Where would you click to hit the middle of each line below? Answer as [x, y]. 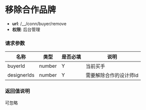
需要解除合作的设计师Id [112, 76]
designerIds [21, 75]
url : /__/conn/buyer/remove [39, 24]
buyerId [16, 66]
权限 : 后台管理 [26, 29]
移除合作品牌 [31, 10]
